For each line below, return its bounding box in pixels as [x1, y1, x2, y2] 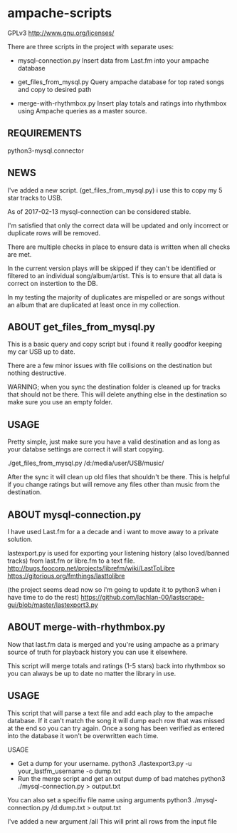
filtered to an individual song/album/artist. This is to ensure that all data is [7, 271, 223, 280]
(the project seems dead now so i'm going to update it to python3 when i [7, 586, 221, 593]
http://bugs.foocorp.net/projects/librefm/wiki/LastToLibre [7, 564, 176, 572]
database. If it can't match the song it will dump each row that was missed [7, 716, 226, 725]
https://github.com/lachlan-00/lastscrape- [80, 593, 205, 601]
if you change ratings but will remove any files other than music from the [7, 480, 221, 489]
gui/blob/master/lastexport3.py [7, 601, 98, 609]
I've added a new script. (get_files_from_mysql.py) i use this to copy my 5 [7, 185, 223, 194]
